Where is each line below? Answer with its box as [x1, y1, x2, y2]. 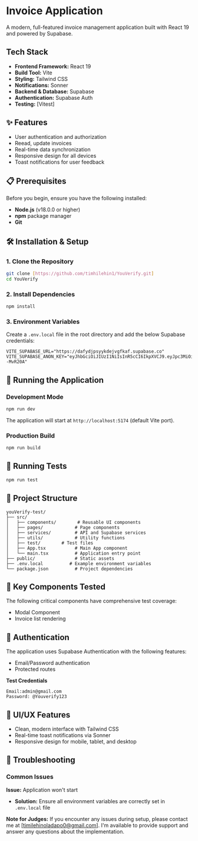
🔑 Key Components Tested [6, 582, 106, 592]
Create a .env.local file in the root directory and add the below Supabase [6, 331, 186, 338]
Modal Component [14, 609, 60, 616]
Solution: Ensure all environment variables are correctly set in [14, 797, 165, 804]
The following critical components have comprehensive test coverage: [6, 598, 177, 605]
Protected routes [14, 666, 56, 673]
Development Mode [6, 393, 64, 401]
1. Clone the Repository [6, 257, 74, 265]
